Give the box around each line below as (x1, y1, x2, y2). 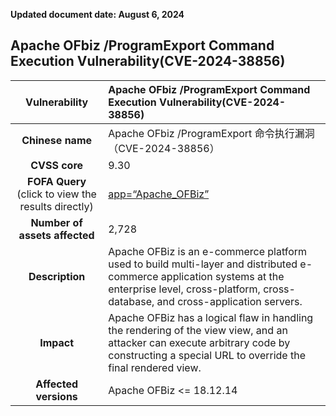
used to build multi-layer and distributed (108, 257, 298, 271)
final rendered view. (108, 360, 202, 374)
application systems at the (160, 269, 285, 283)
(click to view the (16, 187, 97, 201)
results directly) (19, 199, 94, 213)
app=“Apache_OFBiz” (108, 187, 210, 201)
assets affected (18, 228, 95, 242)
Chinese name (21, 133, 93, 147)
